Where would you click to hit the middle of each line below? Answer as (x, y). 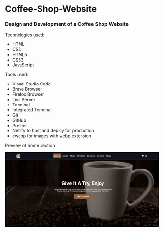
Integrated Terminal (32, 110)
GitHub (19, 120)
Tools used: (17, 75)
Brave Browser (27, 89)
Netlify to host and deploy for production (53, 131)
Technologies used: (25, 35)
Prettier (20, 126)
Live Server (24, 100)
